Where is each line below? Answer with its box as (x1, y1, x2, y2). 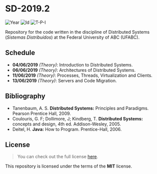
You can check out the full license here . (17, 154, 98, 160)
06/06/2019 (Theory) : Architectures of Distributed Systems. (12, 67, 136, 73)
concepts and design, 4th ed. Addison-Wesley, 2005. (12, 121, 121, 127)
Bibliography (5, 92, 46, 101)
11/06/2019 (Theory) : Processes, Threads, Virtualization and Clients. (12, 72, 153, 78)
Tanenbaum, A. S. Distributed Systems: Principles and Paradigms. (12, 105, 149, 111)
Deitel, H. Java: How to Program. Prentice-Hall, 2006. (12, 126, 122, 132)
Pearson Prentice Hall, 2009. (12, 110, 71, 116)
